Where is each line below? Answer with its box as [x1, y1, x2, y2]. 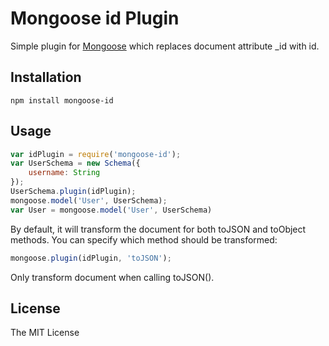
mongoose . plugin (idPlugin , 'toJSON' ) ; [10, 253, 172, 263]
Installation [10, 69, 82, 86]
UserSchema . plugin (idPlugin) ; [10, 187, 137, 197]
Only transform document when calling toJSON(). [10, 271, 215, 283]
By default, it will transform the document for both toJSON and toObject [10, 223, 307, 235]
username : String [28, 168, 101, 178]
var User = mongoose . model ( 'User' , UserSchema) [10, 205, 213, 215]
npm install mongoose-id [10, 95, 114, 106]
